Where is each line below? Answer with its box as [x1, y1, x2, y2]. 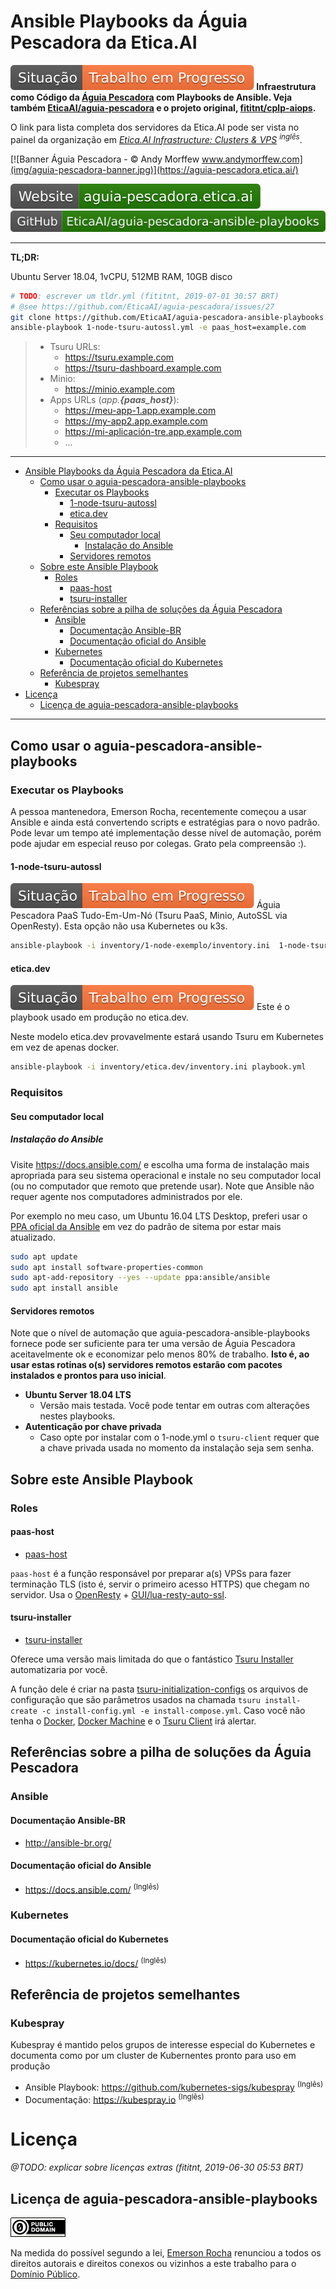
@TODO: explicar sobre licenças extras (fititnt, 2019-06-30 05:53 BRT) [10, 2161, 304, 2174]
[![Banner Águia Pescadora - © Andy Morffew [10, 153, 200, 165]
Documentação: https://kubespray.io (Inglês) [24, 2091, 205, 2105]
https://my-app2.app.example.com [64, 415, 208, 427]
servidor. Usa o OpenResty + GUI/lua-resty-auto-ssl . [10, 1588, 227, 1600]
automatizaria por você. [10, 1664, 108, 1676]
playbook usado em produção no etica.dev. [10, 1011, 190, 1024]
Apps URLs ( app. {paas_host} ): [49, 394, 180, 406]
